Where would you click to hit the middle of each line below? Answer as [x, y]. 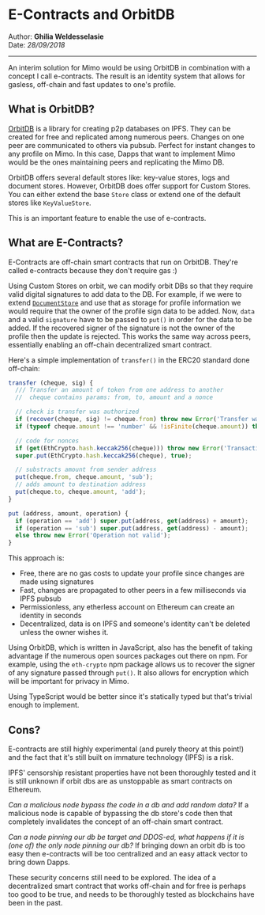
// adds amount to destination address [81, 484]
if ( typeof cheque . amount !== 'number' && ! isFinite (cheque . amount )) [132, 426]
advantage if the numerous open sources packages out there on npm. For [128, 656]
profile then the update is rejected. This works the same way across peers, [129, 336]
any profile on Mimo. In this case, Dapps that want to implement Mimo [122, 154]
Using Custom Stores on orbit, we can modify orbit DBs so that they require [131, 286]
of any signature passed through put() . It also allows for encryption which [129, 673]
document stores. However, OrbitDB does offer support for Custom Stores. [129, 186]
